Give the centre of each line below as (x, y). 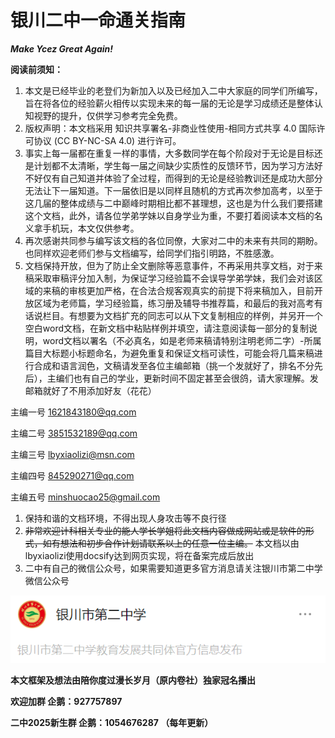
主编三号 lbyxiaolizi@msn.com (72, 454)
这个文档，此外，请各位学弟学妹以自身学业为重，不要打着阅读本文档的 (169, 215)
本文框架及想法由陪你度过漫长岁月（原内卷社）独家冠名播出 (133, 680)
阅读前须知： (36, 69)
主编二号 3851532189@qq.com (74, 433)
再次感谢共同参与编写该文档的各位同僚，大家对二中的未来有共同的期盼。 (173, 240)
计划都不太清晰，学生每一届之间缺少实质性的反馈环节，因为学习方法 (174, 165)
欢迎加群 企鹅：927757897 (66, 701)
